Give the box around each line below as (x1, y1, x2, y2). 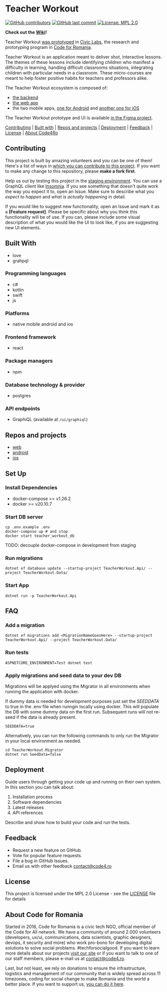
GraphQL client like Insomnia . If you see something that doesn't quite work (5, 183, 159, 189)
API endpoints (5, 405, 40, 412)
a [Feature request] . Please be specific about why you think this (5, 208, 138, 215)
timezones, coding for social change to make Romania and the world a (5, 976, 150, 982)
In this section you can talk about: (5, 784, 75, 790)
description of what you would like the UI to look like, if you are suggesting (5, 219, 159, 225)
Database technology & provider (5, 381, 85, 388)
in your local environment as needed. (5, 738, 81, 744)
